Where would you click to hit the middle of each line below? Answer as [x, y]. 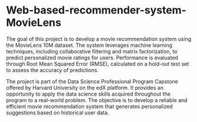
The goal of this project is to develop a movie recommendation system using [99, 39]
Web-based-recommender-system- [96, 10]
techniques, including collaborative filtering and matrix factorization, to [92, 51]
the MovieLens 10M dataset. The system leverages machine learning [89, 45]
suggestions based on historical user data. [58, 113]
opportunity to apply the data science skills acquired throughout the [88, 94]
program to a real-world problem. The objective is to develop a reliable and [97, 100]
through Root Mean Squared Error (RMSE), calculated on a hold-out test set [98, 64]
